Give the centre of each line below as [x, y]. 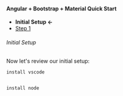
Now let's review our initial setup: [48, 61]
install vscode [26, 72]
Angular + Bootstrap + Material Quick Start [61, 9]
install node [23, 88]
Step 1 [23, 29]
